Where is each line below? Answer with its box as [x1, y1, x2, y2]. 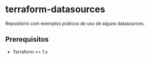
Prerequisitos [5, 35, 49, 44]
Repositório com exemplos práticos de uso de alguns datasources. [5, 20, 145, 26]
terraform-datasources [5, 4, 105, 15]
